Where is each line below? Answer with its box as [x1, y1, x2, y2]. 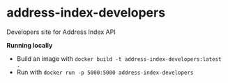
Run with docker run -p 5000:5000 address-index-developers [16, 68, 194, 76]
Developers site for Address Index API [6, 28, 116, 36]
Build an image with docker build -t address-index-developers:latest [16, 54, 222, 63]
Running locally [6, 41, 53, 49]
